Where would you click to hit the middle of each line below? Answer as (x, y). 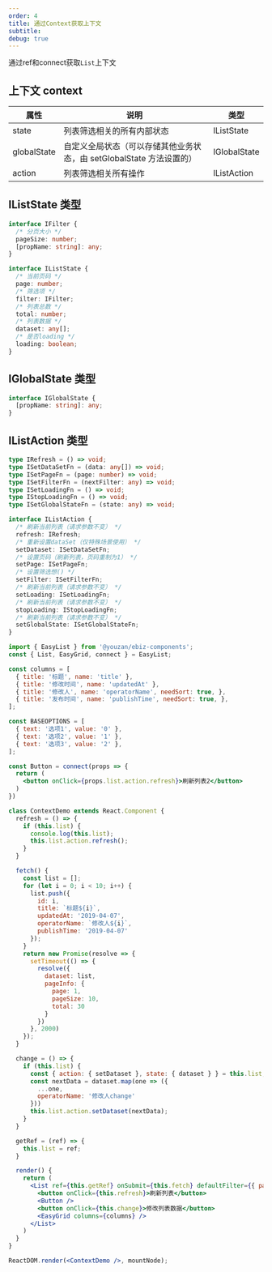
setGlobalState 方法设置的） (143, 159)
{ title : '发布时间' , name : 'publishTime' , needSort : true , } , (122, 699)
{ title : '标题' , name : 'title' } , (74, 677)
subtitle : (25, 31)
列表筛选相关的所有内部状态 (117, 131)
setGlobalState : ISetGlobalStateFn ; (77, 625)
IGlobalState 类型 (52, 379)
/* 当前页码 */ (39, 276)
